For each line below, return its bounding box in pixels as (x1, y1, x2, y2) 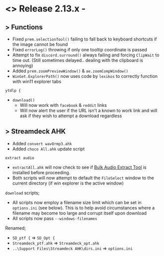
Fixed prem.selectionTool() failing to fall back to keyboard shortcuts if (12, 36, 157, 42)
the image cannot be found (12, 41, 68, 47)
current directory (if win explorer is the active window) (12, 180, 124, 186)
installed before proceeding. (12, 169, 71, 175)
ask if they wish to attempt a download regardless (19, 113, 122, 119)
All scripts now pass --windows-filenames (12, 215, 97, 221)
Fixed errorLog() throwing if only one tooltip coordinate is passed (12, 47, 148, 52)
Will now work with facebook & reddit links (19, 102, 107, 108)
